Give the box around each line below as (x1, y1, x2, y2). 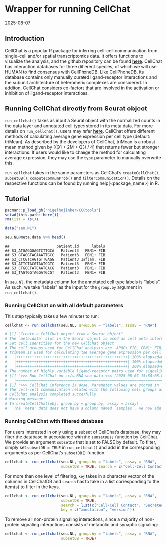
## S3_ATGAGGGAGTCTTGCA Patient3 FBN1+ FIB (5, 248, 106, 253)
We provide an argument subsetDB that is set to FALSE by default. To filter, (5, 439, 157, 445)
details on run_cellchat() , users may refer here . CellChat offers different (5, 128, 155, 134)
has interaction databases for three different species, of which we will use (5, 63, 157, 69)
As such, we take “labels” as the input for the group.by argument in (5, 284, 142, 290)
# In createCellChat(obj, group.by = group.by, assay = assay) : (5, 401, 143, 406)
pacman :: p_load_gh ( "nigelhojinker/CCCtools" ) (5, 208, 101, 213)
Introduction (5, 34, 45, 43)
